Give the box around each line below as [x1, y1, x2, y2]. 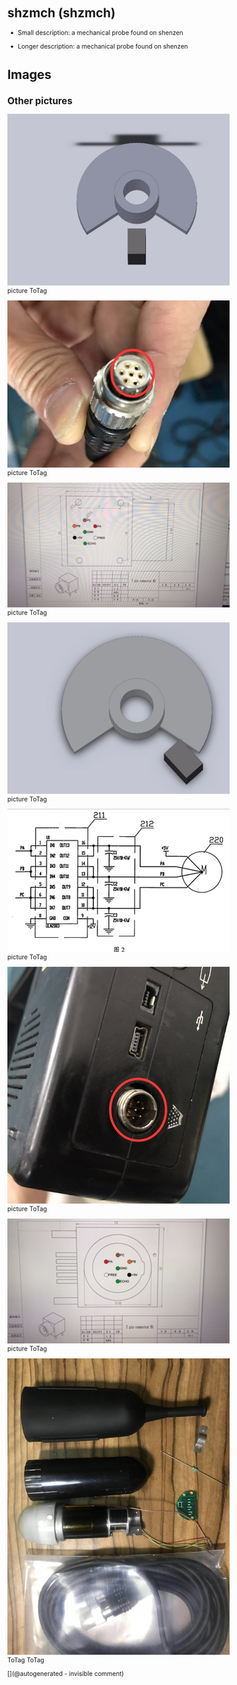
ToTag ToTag [7, 1655, 44, 1664]
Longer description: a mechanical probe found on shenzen [17, 42, 188, 50]
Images [7, 67, 51, 83]
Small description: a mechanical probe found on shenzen [17, 28, 183, 37]
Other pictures [7, 95, 73, 107]
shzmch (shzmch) [7, 5, 116, 21]
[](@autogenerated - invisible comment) [7, 1669, 125, 1677]
